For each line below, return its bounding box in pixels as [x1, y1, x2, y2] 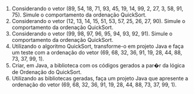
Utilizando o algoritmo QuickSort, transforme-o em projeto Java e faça [11, 43, 184, 50]
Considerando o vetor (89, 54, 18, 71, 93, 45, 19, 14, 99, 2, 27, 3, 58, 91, [11, 5, 183, 12]
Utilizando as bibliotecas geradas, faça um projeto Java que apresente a [11, 75, 188, 82]
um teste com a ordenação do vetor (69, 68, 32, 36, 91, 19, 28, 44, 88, [11, 49, 182, 56]
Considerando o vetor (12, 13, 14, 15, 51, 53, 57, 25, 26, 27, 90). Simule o [11, 18, 186, 24]
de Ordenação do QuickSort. [11, 69, 82, 76]
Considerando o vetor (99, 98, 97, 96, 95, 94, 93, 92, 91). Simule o [11, 30, 173, 37]
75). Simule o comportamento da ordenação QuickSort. [11, 11, 147, 18]
